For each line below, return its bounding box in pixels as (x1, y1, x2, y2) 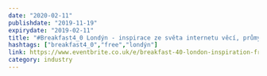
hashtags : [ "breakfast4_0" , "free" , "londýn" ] (8, 41, 158, 49)
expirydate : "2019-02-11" (8, 26, 94, 34)
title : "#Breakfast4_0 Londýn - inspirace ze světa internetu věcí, (8, 33, 240, 42)
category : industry (8, 56, 73, 64)
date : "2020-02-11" (8, 11, 73, 20)
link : (8, 48, 26, 56)
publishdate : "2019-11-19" (8, 19, 98, 27)
